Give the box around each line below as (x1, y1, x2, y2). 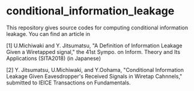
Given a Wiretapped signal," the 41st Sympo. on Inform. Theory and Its (6, 48, 181, 55)
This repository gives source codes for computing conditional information (6, 24, 189, 31)
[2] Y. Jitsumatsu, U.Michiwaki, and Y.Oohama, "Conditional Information (6, 66, 184, 73)
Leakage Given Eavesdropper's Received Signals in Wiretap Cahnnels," (6, 72, 183, 80)
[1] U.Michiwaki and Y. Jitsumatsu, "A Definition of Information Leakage (6, 42, 183, 49)
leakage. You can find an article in (6, 30, 90, 37)
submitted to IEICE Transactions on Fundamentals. (6, 79, 131, 86)
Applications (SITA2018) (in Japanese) (6, 54, 101, 62)
